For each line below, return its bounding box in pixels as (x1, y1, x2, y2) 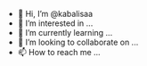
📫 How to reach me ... (17, 47, 101, 57)
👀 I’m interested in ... (17, 18, 94, 29)
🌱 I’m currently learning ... (17, 28, 113, 37)
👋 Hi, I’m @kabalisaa (17, 9, 94, 19)
